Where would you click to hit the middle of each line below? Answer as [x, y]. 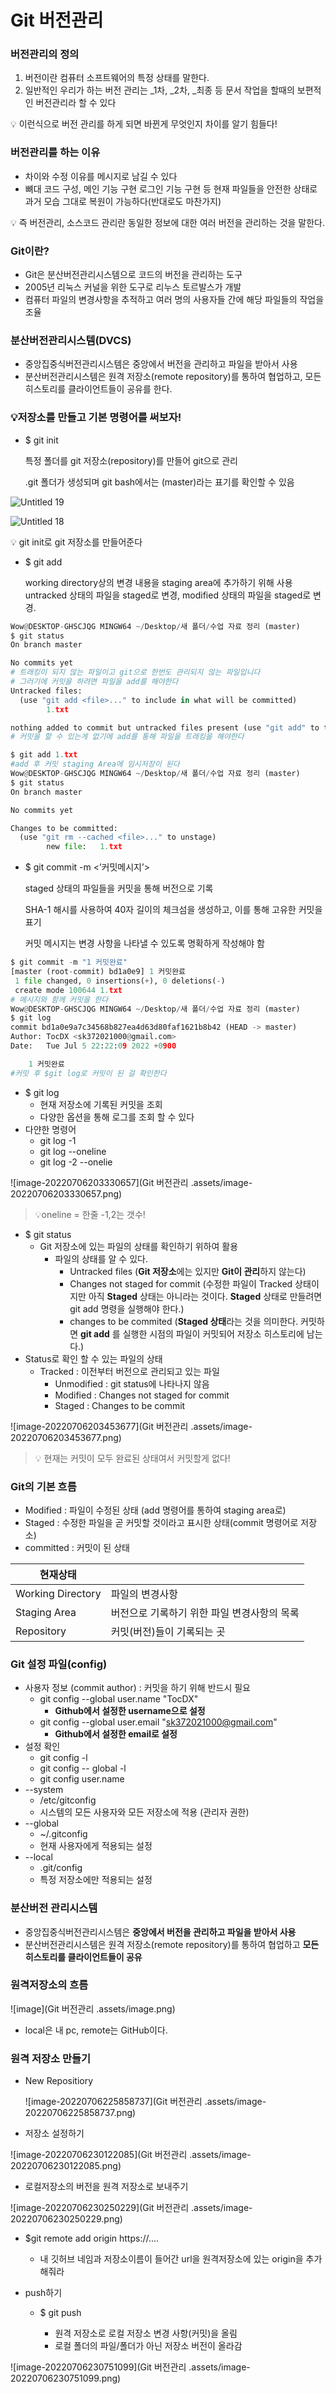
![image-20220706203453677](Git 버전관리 [99, 1426]
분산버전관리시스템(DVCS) [71, 340]
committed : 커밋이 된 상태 [77, 1547]
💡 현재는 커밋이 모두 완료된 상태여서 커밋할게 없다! [132, 1458]
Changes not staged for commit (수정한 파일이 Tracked [181, 1283]
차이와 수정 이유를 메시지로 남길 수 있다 [101, 176]
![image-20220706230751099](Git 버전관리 [98, 2367]
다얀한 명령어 [50, 1129]
